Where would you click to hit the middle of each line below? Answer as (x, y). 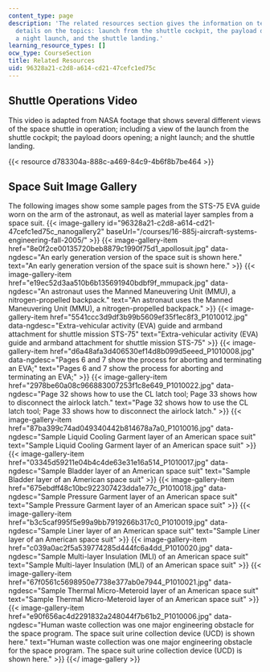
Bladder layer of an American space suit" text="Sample (159, 471)
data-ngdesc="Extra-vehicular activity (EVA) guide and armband (116, 326)
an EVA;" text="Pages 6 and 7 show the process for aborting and (116, 369)
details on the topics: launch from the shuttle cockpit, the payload (136, 31)
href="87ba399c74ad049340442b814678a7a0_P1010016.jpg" (111, 428)
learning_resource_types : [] (57, 46)
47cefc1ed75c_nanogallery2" (56, 232)
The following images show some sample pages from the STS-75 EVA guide (134, 206)
